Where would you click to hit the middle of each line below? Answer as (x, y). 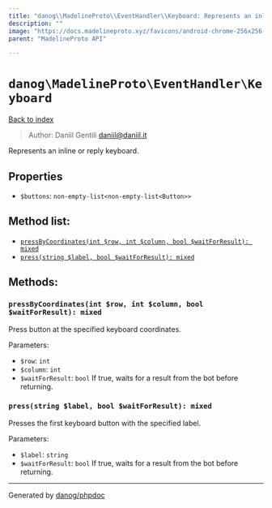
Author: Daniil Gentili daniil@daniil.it (87, 136)
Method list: (39, 221)
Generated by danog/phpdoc (57, 495)
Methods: (33, 282)
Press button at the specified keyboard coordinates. (95, 329)
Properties (36, 177)
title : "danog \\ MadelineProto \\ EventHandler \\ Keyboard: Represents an (130, 16)
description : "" (36, 24)
